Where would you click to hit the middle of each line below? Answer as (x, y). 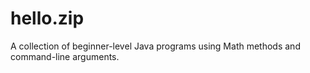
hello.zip (47, 18)
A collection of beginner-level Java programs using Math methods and (155, 46)
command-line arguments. (65, 56)
